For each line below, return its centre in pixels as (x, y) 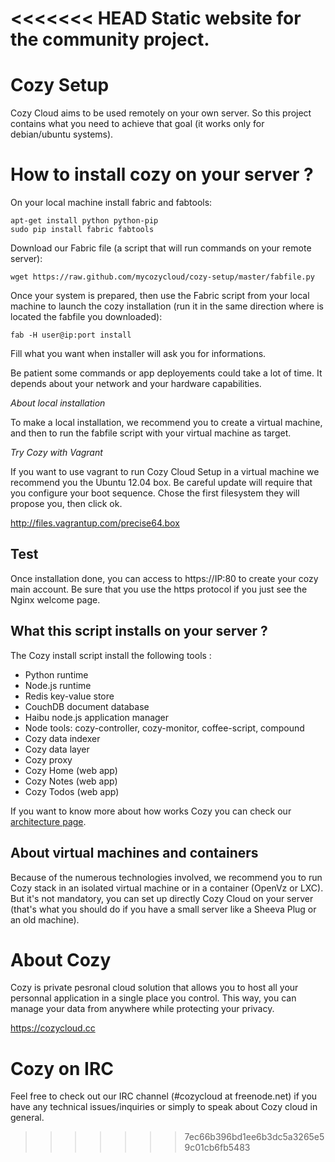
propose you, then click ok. (66, 504)
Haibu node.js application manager (97, 717)
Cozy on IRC (62, 1068)
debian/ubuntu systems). (62, 134)
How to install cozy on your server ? (162, 174)
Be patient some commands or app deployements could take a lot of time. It (166, 373)
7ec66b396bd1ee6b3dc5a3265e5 (254, 1137)
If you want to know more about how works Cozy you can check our (151, 811)
